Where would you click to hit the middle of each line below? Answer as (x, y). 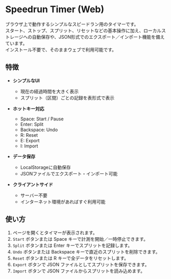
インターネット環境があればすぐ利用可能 (63, 201)
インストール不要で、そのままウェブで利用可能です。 (61, 49)
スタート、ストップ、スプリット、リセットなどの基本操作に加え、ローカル (83, 30)
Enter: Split (32, 124)
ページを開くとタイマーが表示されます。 (55, 233)
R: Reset (29, 135)
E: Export (30, 140)
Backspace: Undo (39, 130)
